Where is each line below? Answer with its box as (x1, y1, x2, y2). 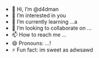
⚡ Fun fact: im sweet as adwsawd (11, 46, 93, 53)
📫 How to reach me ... (11, 31, 67, 38)
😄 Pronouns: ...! (11, 40, 51, 47)
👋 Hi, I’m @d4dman (11, 6, 59, 12)
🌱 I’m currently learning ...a (11, 18, 78, 25)
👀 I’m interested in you (11, 12, 67, 19)
